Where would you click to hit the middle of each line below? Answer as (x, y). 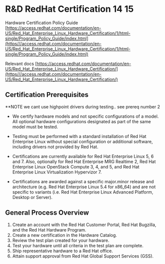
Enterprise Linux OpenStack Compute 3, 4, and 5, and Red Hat (76, 166)
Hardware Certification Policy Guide (41, 23)
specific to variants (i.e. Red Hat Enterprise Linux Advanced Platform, (83, 192)
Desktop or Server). (32, 197)
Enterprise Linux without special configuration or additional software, (82, 141)
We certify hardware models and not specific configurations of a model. (85, 116)
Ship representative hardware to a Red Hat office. (62, 251)
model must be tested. (35, 127)
